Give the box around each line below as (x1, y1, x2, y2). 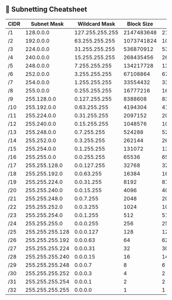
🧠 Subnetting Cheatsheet (5, 5, 88, 14)
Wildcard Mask (77, 20, 116, 27)
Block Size (127, 20, 154, 27)
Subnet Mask (30, 20, 64, 27)
